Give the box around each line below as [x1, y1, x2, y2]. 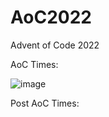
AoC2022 [10, 6, 92, 29]
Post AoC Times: [10, 97, 80, 109]
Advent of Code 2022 [10, 39, 100, 51]
